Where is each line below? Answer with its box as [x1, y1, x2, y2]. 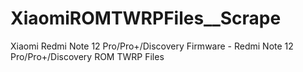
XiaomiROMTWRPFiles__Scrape [10, 7, 282, 30]
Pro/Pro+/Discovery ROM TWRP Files [10, 50, 165, 62]
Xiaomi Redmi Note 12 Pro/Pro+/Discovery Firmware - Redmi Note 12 [10, 40, 294, 52]
